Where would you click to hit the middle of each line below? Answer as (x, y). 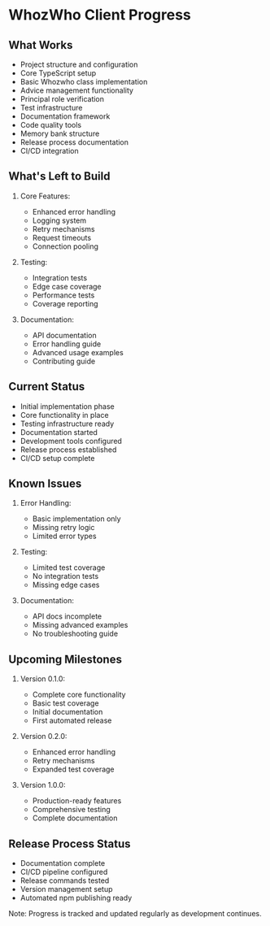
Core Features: (45, 196)
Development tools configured (71, 441)
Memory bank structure (60, 133)
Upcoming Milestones (65, 659)
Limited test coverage (69, 567)
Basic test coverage (65, 703)
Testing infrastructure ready (67, 424)
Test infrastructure (51, 108)
